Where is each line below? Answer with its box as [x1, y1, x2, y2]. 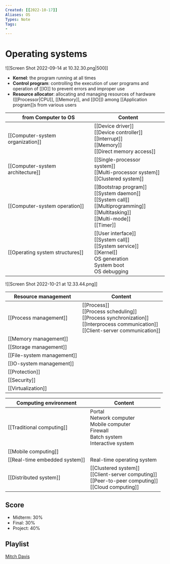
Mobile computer [90, 421, 131, 428]
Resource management [14, 293, 71, 300]
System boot [94, 262, 124, 269]
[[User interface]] [94, 230, 137, 237]
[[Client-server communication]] [82, 327, 161, 334]
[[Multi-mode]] [94, 215, 131, 223]
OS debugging [94, 268, 129, 275]
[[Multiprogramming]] [94, 203, 146, 210]
